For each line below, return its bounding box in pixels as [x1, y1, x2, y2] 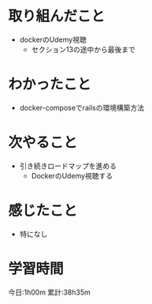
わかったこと [8, 76, 92, 93]
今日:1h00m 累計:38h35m [8, 287, 91, 297]
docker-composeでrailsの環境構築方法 [19, 103, 144, 112]
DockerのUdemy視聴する [31, 171, 113, 180]
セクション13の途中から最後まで [31, 44, 135, 54]
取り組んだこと [8, 7, 106, 25]
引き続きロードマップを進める [19, 161, 117, 171]
